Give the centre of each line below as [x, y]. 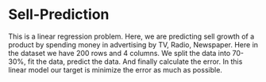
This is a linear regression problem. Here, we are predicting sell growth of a [131, 36]
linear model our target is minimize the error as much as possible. [115, 69]
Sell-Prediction [59, 15]
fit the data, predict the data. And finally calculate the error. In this [135, 61]
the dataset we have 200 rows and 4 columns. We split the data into [120, 53]
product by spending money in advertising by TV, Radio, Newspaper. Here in [133, 44]
